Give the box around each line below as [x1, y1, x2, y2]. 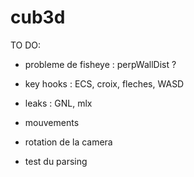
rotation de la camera [24, 136, 113, 148]
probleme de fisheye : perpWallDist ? [24, 58, 177, 70]
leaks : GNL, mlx [24, 97, 93, 109]
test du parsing [24, 155, 88, 167]
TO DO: [10, 39, 42, 51]
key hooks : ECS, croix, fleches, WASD [24, 77, 185, 90]
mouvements [24, 116, 80, 128]
